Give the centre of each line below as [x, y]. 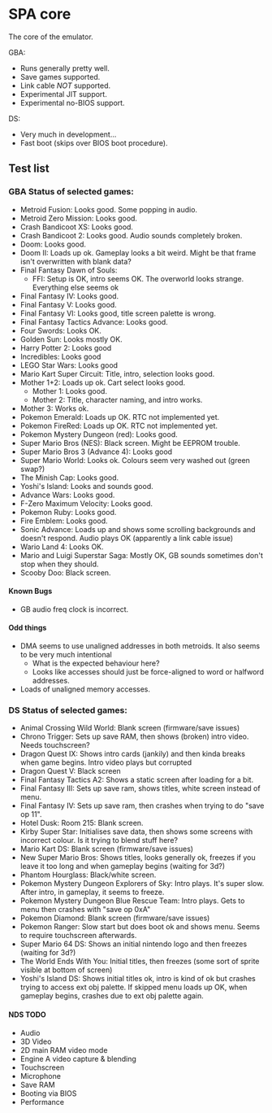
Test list [29, 169]
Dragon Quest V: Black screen [71, 771]
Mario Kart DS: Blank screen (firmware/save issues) [106, 849]
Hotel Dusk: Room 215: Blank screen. [82, 823]
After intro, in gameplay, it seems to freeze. [92, 893]
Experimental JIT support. [63, 94]
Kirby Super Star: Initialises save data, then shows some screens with [136, 831]
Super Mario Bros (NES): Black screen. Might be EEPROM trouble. [130, 443]
